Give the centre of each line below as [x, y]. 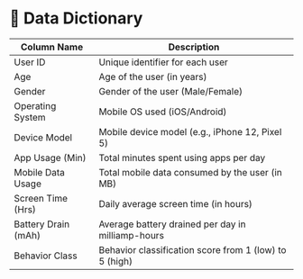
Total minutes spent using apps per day [182, 157]
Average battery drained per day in [172, 224]
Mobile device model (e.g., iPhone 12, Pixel [190, 131]
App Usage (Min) [50, 157]
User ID [30, 62]
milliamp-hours [132, 235]
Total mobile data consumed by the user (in [190, 172]
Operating [35, 105]
